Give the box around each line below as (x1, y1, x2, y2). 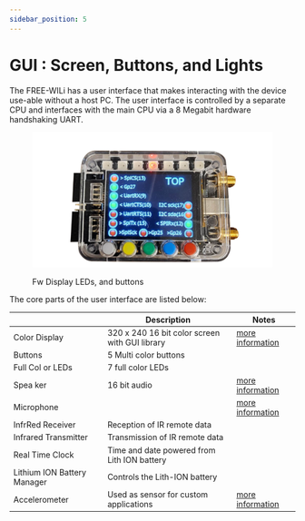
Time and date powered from (107, 445, 216, 456)
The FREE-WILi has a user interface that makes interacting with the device (9, 84, 287, 95)
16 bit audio (107, 379, 152, 390)
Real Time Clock (13, 449, 74, 460)
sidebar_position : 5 (9, 15, 88, 24)
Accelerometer (13, 494, 70, 505)
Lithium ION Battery (13, 467, 87, 477)
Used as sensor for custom (107, 489, 209, 500)
